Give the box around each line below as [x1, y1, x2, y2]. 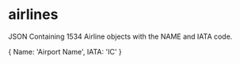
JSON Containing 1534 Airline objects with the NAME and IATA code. [8, 32, 233, 41]
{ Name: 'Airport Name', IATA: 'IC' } [8, 47, 123, 56]
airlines [8, 6, 59, 24]
